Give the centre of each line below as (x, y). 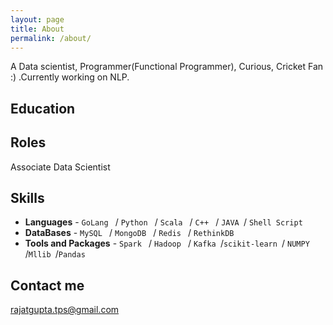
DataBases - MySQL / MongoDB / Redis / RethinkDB (129, 233)
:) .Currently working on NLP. (70, 77)
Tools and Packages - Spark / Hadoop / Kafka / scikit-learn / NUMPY (167, 243)
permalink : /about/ (51, 38)
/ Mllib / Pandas (55, 254)
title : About (37, 29)
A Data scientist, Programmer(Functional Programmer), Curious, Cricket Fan (167, 67)
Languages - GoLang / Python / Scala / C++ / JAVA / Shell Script (163, 222)
